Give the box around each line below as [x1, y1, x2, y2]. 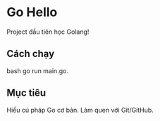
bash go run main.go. [6, 66, 68, 75]
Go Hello [6, 4, 58, 20]
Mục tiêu [6, 87, 47, 99]
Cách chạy [6, 48, 55, 60]
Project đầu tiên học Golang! [6, 27, 90, 36]
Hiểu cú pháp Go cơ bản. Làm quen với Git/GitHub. [6, 106, 154, 114]
